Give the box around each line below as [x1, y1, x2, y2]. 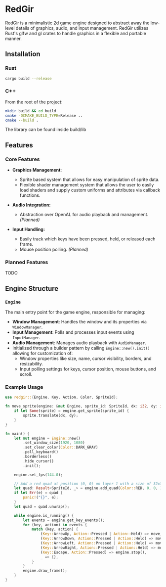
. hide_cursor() [23, 458, 54, 463]
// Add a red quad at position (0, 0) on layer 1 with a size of [14, 481, 152, 486]
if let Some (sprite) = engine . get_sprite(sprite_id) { [14, 408, 129, 413]
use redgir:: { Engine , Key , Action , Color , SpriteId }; [5, 395, 119, 400]
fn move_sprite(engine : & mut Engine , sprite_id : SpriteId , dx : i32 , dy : [5, 404, 158, 409]
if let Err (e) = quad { [14, 491, 63, 496]
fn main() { [5, 431, 30, 436]
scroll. [19, 371, 33, 377]
